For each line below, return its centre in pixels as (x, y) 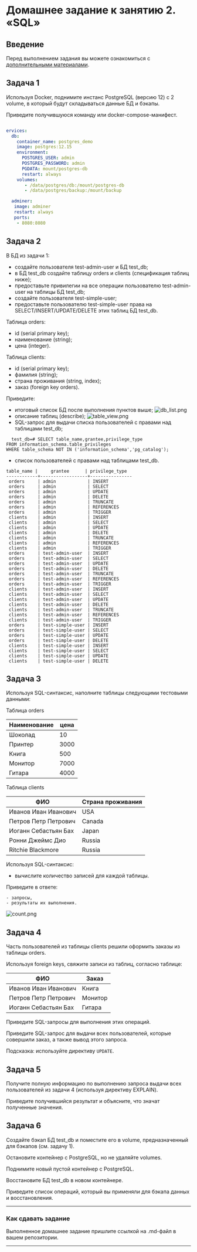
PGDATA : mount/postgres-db (55, 169)
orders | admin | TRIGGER (60, 512)
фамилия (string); (36, 374)
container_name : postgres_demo (55, 141)
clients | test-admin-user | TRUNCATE (61, 610)
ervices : (17, 130)
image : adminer (32, 207)
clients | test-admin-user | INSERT (59, 589)
